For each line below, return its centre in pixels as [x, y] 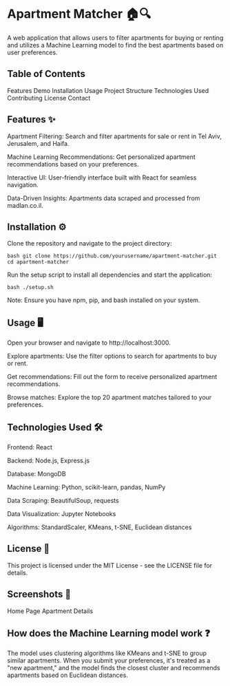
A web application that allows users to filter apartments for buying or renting [115, 37]
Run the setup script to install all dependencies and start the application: [109, 275]
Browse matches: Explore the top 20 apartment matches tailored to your [109, 398]
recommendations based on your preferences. [73, 164]
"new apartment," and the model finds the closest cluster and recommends [114, 668]
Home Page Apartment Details [50, 611]
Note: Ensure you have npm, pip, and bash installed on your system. [104, 300]
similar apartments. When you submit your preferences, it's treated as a [109, 661]
